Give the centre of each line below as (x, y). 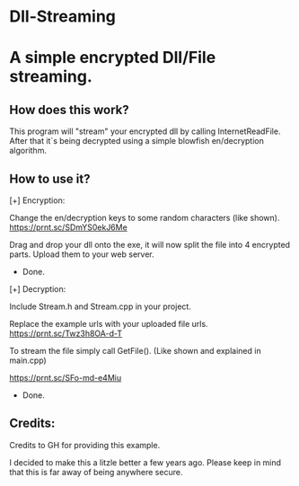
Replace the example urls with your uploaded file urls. (109, 324)
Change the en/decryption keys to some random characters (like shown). (145, 218)
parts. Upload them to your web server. (82, 254)
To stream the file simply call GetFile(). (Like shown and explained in (136, 351)
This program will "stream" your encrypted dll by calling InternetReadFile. (145, 131)
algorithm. (28, 151)
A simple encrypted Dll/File (113, 58)
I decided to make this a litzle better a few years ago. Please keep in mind (145, 462)
